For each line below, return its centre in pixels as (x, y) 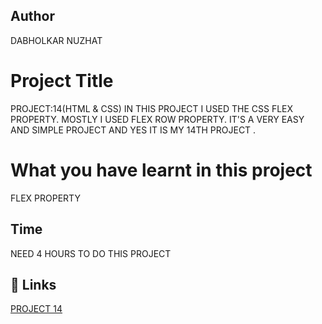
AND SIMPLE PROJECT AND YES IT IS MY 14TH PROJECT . (133, 130)
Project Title (62, 81)
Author (32, 16)
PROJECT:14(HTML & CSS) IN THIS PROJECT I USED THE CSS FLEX (152, 108)
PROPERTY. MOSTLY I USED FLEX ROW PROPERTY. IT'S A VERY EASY (157, 119)
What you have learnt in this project (161, 170)
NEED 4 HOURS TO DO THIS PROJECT (91, 253)
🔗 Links (33, 284)
